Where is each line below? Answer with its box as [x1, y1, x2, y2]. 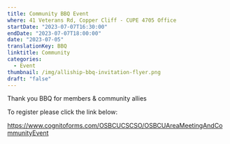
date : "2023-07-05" [7, 36, 64, 43]
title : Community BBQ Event [7, 10, 89, 17]
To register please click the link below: [7, 108, 118, 116]
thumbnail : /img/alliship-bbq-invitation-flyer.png [7, 69, 161, 75]
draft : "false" [7, 75, 52, 82]
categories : [7, 56, 42, 63]
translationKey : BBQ [7, 43, 68, 50]
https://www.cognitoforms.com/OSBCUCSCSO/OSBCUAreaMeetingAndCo [7, 122, 223, 130]
